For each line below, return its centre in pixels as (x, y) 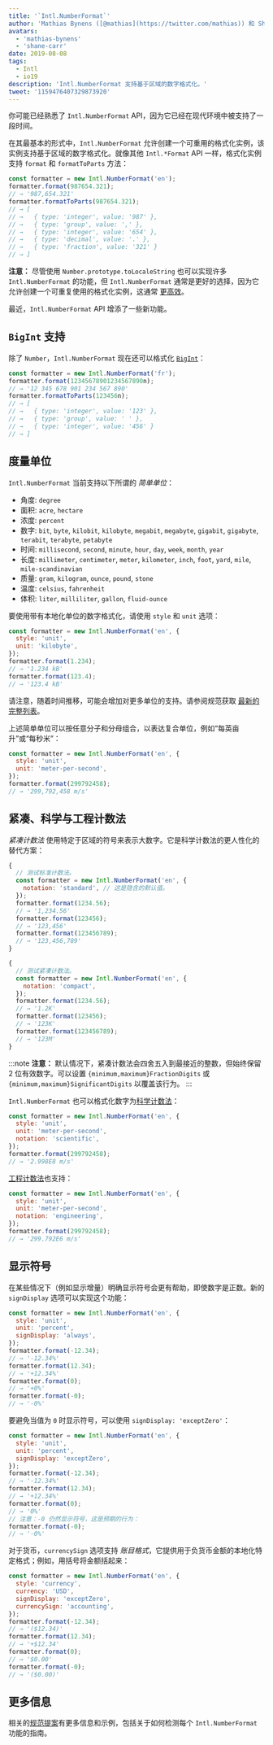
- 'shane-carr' (41, 46)
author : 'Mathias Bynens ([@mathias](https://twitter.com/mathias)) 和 (132, 24)
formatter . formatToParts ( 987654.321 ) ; (74, 202)
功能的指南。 (30, 1733)
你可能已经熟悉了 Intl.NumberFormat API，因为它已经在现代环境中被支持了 (132, 116)
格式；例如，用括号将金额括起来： (72, 1561)
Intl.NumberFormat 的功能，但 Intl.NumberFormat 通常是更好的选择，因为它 (134, 281)
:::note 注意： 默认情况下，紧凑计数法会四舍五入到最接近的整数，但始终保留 (135, 1063)
